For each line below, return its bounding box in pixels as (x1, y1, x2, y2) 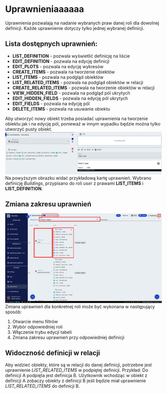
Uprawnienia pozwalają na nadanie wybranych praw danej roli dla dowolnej (5, 20, 160, 26)
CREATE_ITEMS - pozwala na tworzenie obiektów (12, 69, 115, 75)
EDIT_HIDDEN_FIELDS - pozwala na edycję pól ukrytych (12, 95, 128, 101)
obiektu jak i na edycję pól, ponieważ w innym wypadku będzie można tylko (5, 121, 161, 127)
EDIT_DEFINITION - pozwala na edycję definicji (12, 58, 110, 64)
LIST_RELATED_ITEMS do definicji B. (5, 383, 80, 389)
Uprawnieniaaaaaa (5, 3, 84, 15)
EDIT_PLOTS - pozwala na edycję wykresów (12, 63, 103, 69)
